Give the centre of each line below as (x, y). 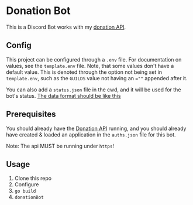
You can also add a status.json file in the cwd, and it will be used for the (94, 90)
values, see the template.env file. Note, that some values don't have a (90, 66)
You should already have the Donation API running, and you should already (96, 128)
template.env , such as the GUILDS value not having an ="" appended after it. (97, 78)
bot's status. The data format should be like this (63, 95)
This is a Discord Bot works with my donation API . (66, 27)
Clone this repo (33, 178)
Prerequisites (31, 115)
